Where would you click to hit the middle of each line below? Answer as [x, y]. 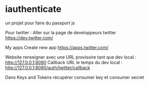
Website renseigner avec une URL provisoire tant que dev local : [71, 57]
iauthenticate [33, 9]
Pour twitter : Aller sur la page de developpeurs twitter [61, 32]
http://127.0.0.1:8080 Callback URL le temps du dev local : [64, 62]
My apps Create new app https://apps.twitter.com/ [57, 47]
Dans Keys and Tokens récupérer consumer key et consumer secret [75, 77]
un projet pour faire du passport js [40, 23]
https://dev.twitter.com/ [29, 38]
